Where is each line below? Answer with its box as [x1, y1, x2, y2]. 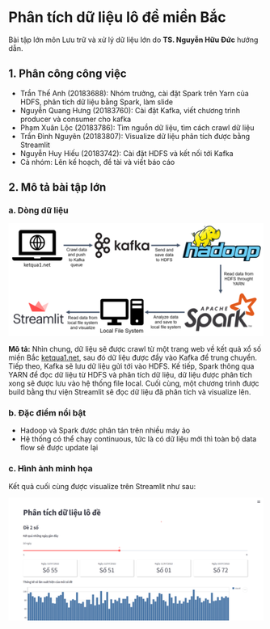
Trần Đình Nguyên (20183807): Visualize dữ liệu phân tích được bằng [19, 131, 251, 141]
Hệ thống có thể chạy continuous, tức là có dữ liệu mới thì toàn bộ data [19, 434, 257, 444]
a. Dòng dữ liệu [8, 205, 69, 216]
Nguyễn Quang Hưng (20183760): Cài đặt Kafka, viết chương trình [19, 105, 241, 115]
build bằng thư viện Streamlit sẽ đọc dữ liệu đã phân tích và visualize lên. [8, 386, 251, 396]
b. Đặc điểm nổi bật [8, 407, 86, 418]
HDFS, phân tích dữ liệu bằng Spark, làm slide [19, 97, 174, 107]
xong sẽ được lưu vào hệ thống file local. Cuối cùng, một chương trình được [8, 378, 260, 388]
